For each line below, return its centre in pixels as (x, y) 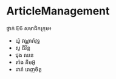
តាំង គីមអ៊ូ (25, 62)
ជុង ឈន (24, 55)
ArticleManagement (58, 11)
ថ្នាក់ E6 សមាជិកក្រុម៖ (29, 28)
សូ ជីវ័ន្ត (23, 48)
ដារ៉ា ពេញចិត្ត (29, 69)
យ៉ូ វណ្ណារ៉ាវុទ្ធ (28, 40)
